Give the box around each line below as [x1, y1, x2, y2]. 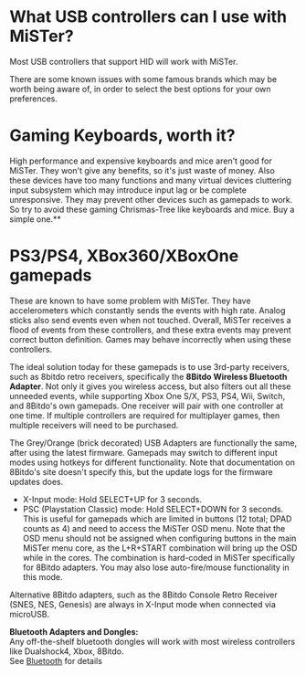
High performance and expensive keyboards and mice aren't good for [9, 155, 272, 166]
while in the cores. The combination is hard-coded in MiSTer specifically [22, 552, 295, 563]
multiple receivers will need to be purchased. [9, 419, 179, 430]
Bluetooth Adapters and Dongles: [9, 626, 139, 637]
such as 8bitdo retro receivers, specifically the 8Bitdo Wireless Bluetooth [9, 371, 288, 382]
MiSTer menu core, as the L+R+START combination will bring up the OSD [22, 542, 298, 554]
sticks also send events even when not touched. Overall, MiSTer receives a [9, 314, 291, 325]
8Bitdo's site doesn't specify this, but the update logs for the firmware [9, 466, 273, 477]
